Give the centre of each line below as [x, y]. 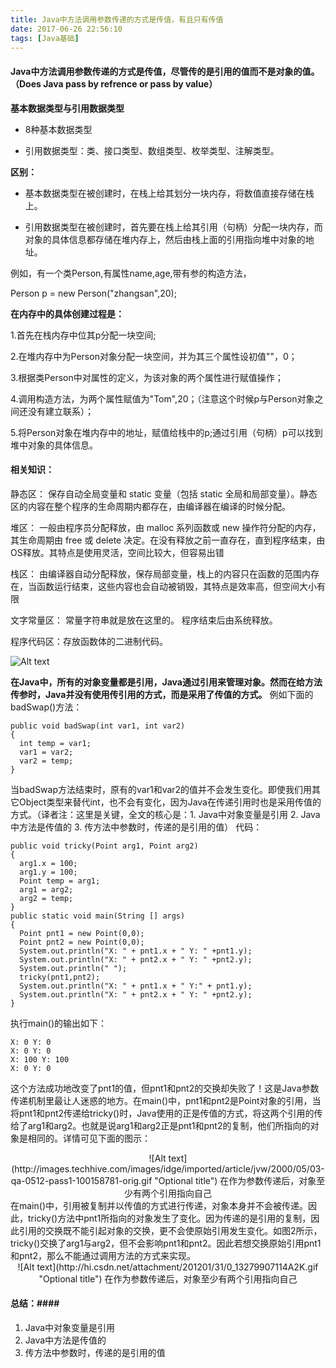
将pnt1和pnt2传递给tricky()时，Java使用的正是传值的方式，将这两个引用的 [162, 1113]
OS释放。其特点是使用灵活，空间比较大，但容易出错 [117, 552]
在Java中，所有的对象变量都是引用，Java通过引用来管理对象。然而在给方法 [166, 682]
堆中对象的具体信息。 [54, 445]
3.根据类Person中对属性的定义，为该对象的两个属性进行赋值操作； [147, 377]
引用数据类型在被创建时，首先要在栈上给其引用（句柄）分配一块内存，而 [173, 227]
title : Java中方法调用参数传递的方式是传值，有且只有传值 [117, 19]
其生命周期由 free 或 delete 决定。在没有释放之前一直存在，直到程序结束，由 [168, 540]
